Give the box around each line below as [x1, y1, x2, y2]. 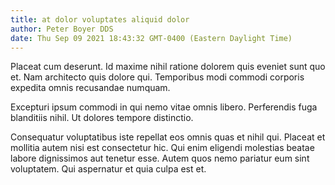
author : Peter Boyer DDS [10, 24, 114, 34]
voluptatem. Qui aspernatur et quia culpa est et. [10, 163, 207, 175]
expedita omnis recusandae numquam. [10, 82, 171, 94]
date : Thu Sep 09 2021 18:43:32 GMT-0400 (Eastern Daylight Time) [10, 33, 293, 43]
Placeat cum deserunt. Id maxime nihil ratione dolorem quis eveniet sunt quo [10, 61, 326, 73]
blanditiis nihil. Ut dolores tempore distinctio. [10, 112, 194, 124]
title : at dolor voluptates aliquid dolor [10, 14, 190, 25]
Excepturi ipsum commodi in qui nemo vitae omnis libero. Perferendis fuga [10, 101, 318, 113]
